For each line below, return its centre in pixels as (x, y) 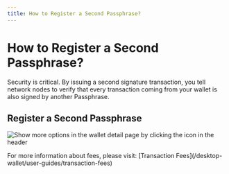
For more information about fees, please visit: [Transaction (91, 156)
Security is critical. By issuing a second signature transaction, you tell (107, 82)
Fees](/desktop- (199, 156)
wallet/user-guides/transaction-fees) (60, 163)
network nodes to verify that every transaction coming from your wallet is (112, 89)
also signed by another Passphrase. (58, 96)
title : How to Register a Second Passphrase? (74, 14)
